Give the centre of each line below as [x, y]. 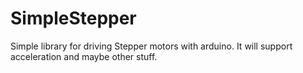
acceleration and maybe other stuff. [84, 56]
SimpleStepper [73, 18]
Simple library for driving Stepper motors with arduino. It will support [151, 46]
